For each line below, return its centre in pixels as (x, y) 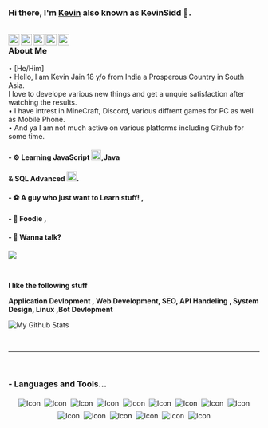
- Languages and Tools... (58, 384)
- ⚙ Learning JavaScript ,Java (64, 157)
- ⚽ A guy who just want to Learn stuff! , (76, 197)
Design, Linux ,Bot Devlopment (61, 309)
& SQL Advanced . (44, 179)
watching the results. (43, 102)
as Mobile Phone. (37, 119)
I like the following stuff (48, 285)
